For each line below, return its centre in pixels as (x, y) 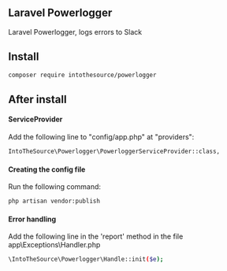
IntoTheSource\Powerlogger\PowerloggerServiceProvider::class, (114, 152)
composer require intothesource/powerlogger (82, 75)
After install (37, 99)
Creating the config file (47, 169)
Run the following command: (54, 187)
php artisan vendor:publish (54, 201)
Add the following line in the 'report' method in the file (96, 236)
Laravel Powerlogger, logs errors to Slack (75, 32)
